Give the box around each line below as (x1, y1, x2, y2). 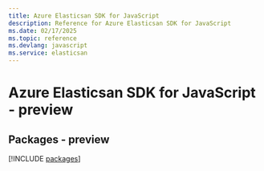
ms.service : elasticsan (8, 49, 88, 57)
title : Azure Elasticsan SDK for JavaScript (8, 11, 160, 20)
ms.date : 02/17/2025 (8, 26, 78, 35)
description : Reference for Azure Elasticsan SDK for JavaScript (8, 19, 231, 27)
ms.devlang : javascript (8, 42, 88, 50)
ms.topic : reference (8, 34, 78, 43)
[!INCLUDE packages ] (8, 154, 81, 163)
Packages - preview (8, 132, 110, 146)
